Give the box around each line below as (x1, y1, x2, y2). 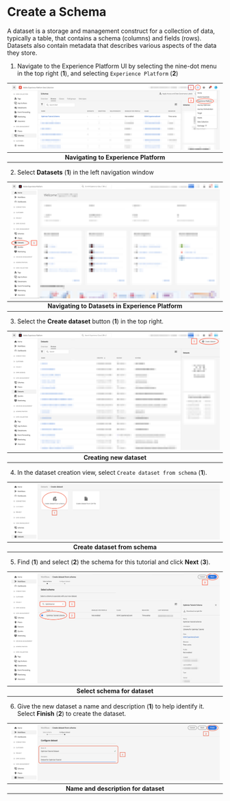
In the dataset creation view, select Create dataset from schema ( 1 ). (16, 469, 207, 477)
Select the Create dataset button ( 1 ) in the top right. (16, 317, 164, 325)
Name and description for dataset (66, 784, 164, 792)
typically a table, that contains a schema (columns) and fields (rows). (7, 34, 202, 42)
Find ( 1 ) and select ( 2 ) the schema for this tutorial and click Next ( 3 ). (16, 558, 211, 566)
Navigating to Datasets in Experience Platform (47, 302, 183, 310)
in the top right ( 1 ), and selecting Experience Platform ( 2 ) (16, 69, 179, 77)
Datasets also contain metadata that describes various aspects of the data (7, 41, 217, 49)
